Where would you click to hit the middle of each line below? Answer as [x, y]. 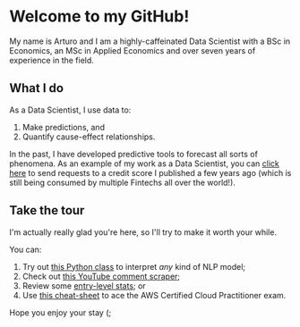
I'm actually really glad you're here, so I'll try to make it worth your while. [143, 232]
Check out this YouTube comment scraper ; [101, 276]
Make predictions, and [64, 127]
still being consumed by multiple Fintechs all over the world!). [122, 182]
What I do [37, 88]
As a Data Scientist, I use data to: [70, 110]
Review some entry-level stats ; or [84, 285]
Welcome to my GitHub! [99, 17]
